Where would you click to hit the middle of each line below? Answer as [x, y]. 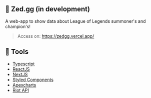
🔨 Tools [17, 52]
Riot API [20, 90]
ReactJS [21, 69]
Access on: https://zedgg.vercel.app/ [56, 36]
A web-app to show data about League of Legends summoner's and [75, 21]
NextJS [20, 74]
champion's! [18, 26]
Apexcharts [24, 85]
